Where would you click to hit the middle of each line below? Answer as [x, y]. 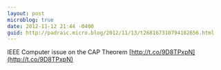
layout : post [26, 13]
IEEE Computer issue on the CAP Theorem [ [69, 52]
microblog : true [30, 20]
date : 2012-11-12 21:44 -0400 [51, 26]
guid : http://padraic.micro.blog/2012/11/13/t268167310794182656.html [111, 33]
